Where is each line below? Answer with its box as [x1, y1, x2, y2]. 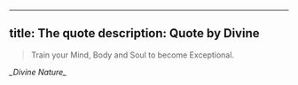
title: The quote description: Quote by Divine [9, 26, 260, 41]
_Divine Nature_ [9, 66, 67, 77]
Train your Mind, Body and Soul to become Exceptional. [30, 50, 235, 60]
